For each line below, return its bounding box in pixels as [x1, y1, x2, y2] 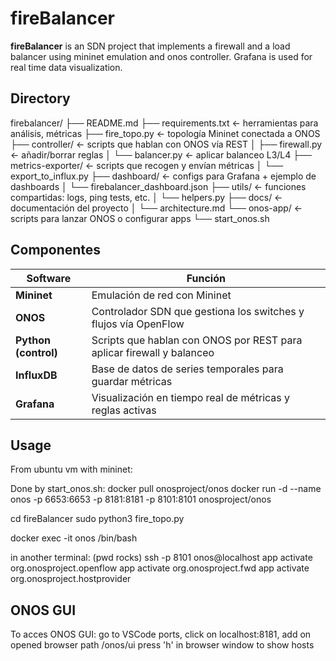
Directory [10, 90, 71, 107]
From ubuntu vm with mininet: [10, 463, 133, 476]
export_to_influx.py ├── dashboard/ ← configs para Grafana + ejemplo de [10, 170, 317, 182]
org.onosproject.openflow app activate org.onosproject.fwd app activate [10, 562, 310, 574]
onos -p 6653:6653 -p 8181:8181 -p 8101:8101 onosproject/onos [10, 493, 272, 506]
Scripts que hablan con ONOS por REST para [91, 333, 303, 347]
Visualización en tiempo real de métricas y [91, 390, 291, 404]
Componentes [10, 242, 102, 259]
